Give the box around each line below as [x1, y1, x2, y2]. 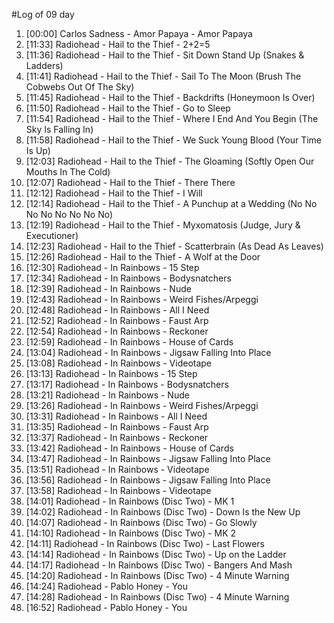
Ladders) [25, 60, 64, 71]
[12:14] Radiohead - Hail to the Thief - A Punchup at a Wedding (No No [25, 198, 318, 209]
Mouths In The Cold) [25, 166, 111, 178]
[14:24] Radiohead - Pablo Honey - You [25, 580, 188, 592]
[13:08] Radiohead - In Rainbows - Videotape [25, 357, 213, 369]
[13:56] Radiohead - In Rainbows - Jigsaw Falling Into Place [25, 474, 271, 486]
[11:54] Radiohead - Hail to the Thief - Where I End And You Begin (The [25, 113, 319, 124]
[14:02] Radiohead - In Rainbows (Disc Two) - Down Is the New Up [25, 506, 301, 518]
